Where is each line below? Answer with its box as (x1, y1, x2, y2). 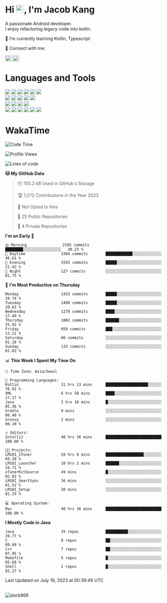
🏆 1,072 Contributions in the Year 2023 (17, 192, 99, 198)
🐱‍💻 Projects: (5, 448, 32, 453)
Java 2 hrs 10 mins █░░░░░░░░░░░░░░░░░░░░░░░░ (5, 399, 162, 405)
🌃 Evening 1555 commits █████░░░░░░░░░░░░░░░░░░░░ (5, 260, 162, 265)
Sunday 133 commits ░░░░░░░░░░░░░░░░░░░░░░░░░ (5, 344, 162, 349)
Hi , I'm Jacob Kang (5, 4, 95, 15)
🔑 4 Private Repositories (17, 223, 67, 229)
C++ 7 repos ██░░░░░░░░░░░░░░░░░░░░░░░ (5, 547, 162, 552)
